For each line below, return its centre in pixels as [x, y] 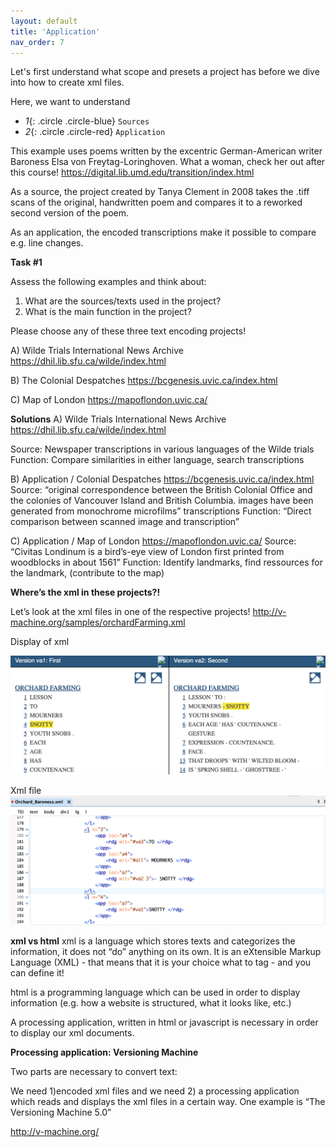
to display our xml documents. [72, 1032]
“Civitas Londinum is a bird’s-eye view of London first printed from [147, 552]
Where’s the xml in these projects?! [85, 592]
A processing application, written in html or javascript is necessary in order [164, 1022]
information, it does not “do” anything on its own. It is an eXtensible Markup [166, 951]
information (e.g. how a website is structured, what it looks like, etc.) [151, 1002]
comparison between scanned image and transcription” [125, 522]
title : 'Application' [55, 31]
